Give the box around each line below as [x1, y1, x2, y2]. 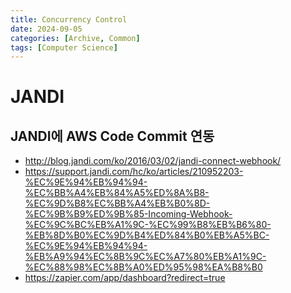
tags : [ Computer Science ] [10, 42, 118, 53]
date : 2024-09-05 [10, 24, 83, 34]
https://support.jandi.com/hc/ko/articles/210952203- [24, 166, 244, 178]
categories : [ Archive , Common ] [10, 33, 141, 43]
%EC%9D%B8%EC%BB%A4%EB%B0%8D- [24, 197, 211, 210]
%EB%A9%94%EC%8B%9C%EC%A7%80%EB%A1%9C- [24, 251, 267, 263]
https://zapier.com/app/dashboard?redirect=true [24, 272, 226, 284]
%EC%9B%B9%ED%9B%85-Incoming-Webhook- [24, 208, 233, 220]
